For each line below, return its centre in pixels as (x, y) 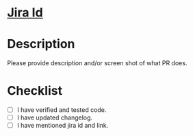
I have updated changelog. (55, 117)
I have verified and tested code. (62, 110)
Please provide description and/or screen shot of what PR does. (97, 63)
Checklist (35, 91)
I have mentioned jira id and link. (63, 126)
